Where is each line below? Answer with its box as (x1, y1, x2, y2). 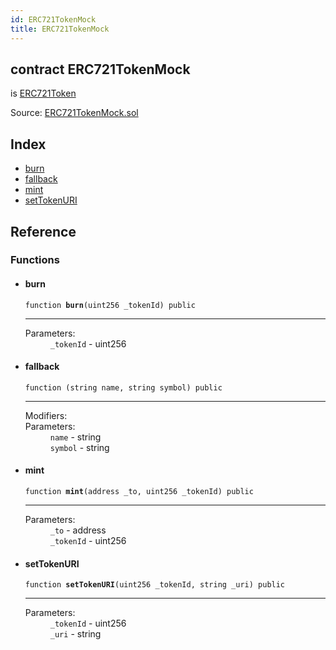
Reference (10, 223, 77, 240)
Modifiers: (24, 409, 68, 421)
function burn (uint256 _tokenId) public (24, 300, 196, 310)
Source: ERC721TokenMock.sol (10, 107, 139, 119)
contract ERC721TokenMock (10, 61, 191, 78)
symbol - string (49, 441, 110, 453)
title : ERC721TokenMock (10, 24, 110, 34)
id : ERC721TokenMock (10, 14, 97, 25)
